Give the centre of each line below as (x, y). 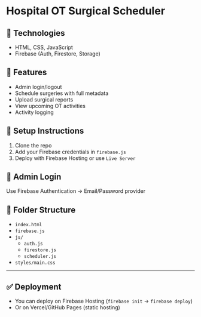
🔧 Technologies (36, 33)
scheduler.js (40, 257)
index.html (28, 225)
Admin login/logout (38, 87)
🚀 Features (27, 73)
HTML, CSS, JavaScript (44, 47)
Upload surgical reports (44, 99)
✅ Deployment (34, 287)
